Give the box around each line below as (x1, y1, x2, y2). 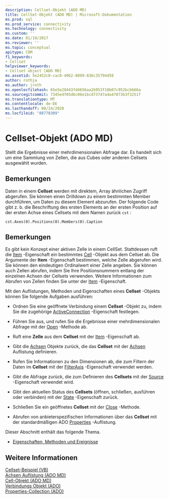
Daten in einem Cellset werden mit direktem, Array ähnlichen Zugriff (5, 188, 147, 194)
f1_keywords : (5, 54, 33, 60)
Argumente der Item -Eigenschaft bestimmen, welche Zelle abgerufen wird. (5, 257, 162, 263)
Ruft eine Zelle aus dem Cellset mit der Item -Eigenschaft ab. (12, 334, 140, 340)
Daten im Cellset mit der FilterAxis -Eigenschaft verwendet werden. (12, 364, 153, 370)
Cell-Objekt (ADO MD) (5, 478, 52, 484)
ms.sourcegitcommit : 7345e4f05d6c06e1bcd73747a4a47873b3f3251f (5, 92, 141, 97)
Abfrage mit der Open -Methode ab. (12, 324, 88, 330)
